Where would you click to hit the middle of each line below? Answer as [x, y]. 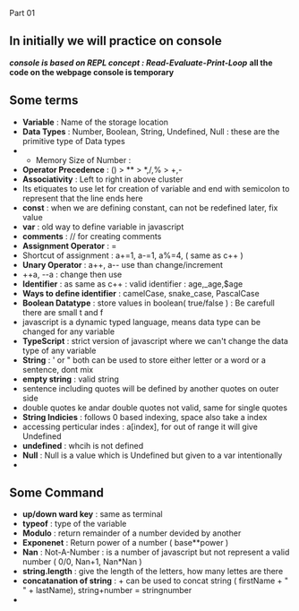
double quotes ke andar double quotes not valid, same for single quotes [155, 408]
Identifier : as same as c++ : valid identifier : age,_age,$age [132, 284]
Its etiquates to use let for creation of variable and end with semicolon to [156, 188]
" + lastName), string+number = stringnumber [107, 590]
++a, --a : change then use [72, 274]
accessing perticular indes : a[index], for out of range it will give [140, 426]
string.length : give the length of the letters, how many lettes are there [153, 572]
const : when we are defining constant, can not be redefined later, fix [150, 207]
